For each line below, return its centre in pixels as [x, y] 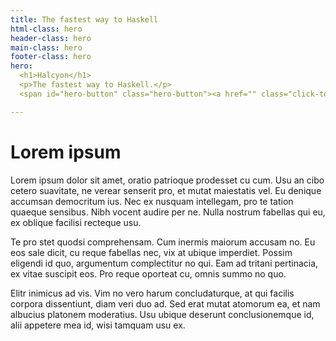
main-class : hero [46, 47]
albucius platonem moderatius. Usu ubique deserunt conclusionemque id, [162, 314]
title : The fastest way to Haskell [84, 19]
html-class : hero [46, 29]
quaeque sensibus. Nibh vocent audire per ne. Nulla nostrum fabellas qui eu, [168, 212]
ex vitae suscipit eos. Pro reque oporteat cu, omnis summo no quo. [148, 273]
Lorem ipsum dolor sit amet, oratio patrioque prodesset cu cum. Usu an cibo [167, 180]
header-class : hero [51, 38]
